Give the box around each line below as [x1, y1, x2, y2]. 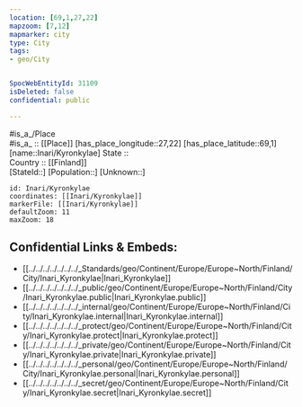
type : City [9, 38, 50, 48]
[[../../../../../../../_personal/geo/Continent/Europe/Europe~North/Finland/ [22, 358, 288, 369]
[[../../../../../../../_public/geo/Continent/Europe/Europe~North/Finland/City [22, 282, 293, 293]
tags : [9, 47, 30, 56]
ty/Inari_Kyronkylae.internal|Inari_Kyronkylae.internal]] [22, 311, 224, 322]
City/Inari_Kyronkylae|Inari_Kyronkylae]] [22, 273, 172, 284]
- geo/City [9, 55, 50, 64]
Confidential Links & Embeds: [9, 240, 178, 255]
